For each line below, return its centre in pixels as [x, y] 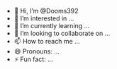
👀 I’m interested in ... [44, 18]
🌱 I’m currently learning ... [52, 26]
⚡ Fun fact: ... [33, 59]
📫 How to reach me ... [47, 41]
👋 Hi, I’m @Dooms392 [46, 11]
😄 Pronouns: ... [37, 51]
